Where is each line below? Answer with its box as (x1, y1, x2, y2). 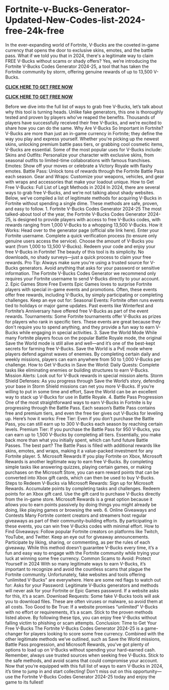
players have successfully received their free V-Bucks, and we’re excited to (5, 119, 162, 126)
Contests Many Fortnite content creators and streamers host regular (5, 512, 147, 518)
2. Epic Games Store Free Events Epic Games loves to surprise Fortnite (5, 281, 152, 287)
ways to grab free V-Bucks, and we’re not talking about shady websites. (5, 189, 155, 195)
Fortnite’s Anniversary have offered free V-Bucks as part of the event (5, 308, 149, 314)
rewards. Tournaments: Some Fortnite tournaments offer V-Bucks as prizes (5, 313, 161, 319)
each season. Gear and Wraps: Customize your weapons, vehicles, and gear (5, 173, 164, 179)
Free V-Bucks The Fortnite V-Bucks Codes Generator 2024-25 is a (5, 625, 144, 631)
